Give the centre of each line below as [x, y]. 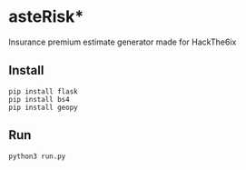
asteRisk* [46, 17]
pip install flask [43, 91]
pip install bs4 [39, 99]
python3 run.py [37, 156]
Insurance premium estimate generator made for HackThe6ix [123, 42]
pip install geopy [43, 107]
